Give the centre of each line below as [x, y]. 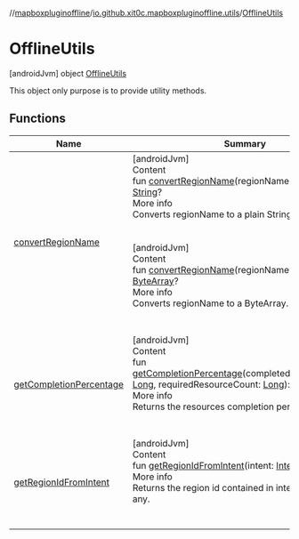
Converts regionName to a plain [198, 214]
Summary [245, 143]
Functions [38, 119]
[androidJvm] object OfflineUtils [68, 73]
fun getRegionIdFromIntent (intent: [203, 465]
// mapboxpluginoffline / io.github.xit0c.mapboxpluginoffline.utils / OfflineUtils [146, 13]
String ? [147, 192]
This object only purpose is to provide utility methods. [108, 90]
